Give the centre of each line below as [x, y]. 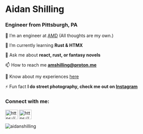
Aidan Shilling [35, 9]
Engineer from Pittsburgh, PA [41, 25]
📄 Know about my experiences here [42, 76]
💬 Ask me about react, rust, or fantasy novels [53, 55]
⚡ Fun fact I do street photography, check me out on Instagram [71, 86]
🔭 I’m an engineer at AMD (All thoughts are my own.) [59, 35]
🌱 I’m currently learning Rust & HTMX [44, 45]
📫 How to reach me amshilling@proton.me [51, 65]
